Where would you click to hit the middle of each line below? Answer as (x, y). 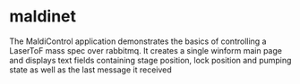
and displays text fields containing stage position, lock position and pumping (150, 60)
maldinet (43, 17)
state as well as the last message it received (90, 70)
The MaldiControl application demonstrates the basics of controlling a (138, 41)
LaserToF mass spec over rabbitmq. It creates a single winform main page (146, 50)
